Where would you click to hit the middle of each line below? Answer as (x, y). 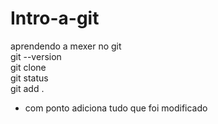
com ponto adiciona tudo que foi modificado (116, 108)
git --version (36, 56)
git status (29, 78)
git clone (28, 67)
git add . (27, 88)
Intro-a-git (55, 18)
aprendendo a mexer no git (66, 46)
